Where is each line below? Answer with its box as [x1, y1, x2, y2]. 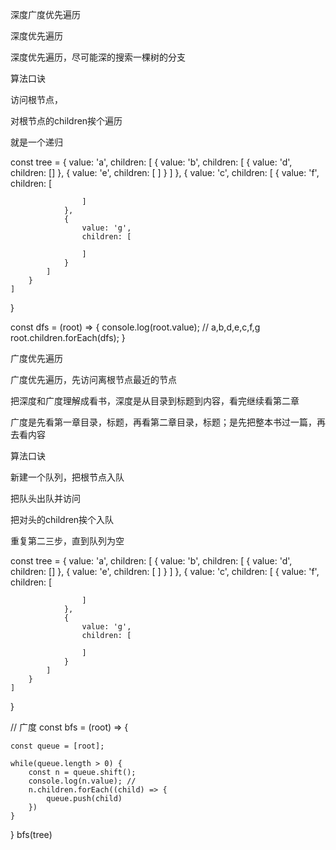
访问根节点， [10, 94, 63, 105]
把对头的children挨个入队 [10, 514, 115, 525]
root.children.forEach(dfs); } [10, 332, 126, 343]
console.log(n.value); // [28, 776, 137, 786]
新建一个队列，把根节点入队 [10, 471, 125, 483]
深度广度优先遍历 [10, 9, 81, 20]
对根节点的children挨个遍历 [10, 115, 123, 127]
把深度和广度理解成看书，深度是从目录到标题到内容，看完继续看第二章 [10, 395, 300, 407]
